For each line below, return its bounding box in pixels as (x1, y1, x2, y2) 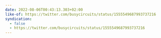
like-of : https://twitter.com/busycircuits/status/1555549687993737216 (5, 12, 156, 17)
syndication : (5, 16, 32, 21)
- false (9, 21, 26, 26)
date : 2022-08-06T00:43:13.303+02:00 (5, 7, 83, 12)
